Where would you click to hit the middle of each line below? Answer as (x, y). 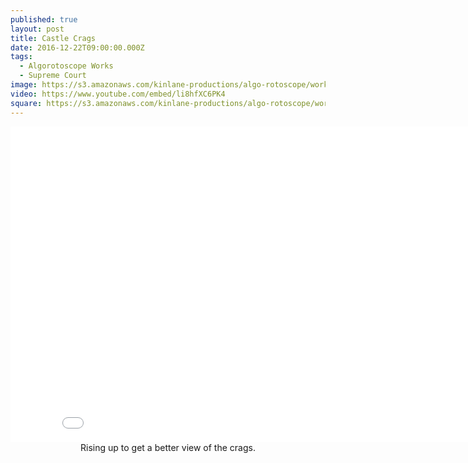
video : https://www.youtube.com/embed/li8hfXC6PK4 (118, 94)
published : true (44, 19)
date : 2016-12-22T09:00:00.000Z (77, 47)
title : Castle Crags (53, 38)
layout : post (37, 29)
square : (26, 103)
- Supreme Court (53, 76)
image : (24, 85)
